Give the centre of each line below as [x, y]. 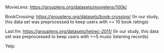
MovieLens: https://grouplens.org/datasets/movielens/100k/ [66, 7]
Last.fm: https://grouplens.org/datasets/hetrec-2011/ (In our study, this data [82, 31]
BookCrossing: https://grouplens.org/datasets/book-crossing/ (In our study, [82, 16]
